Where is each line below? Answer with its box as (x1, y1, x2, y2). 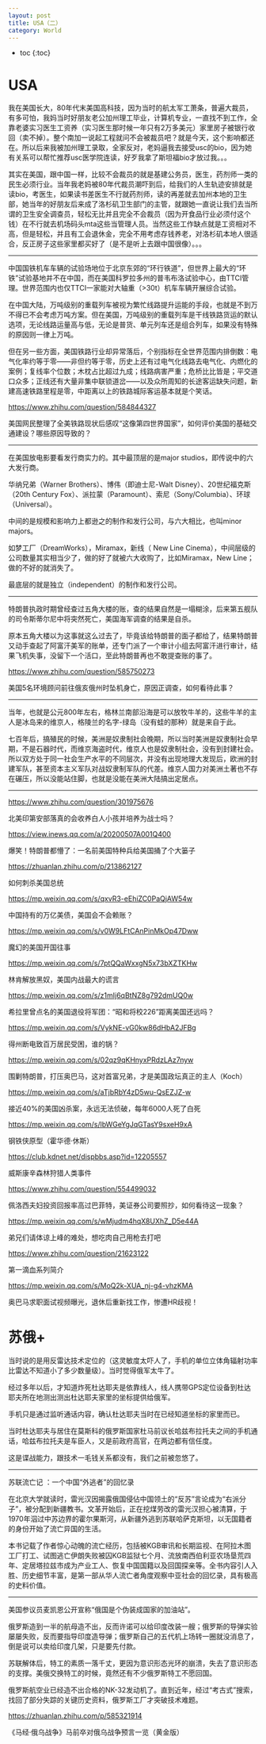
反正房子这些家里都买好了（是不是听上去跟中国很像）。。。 (21, 239, 206, 248)
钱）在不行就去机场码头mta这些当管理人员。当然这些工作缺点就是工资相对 (8, 219, 249, 229)
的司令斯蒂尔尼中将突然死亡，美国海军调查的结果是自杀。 (8, 614, 196, 624)
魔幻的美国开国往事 (8, 942, 71, 953)
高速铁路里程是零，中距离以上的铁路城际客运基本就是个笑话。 (14, 387, 216, 396)
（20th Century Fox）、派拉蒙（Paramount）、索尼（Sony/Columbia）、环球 (8, 490, 251, 499)
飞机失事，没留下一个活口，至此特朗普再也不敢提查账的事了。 (14, 651, 216, 660)
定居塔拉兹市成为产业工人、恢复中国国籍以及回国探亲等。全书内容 (21, 1561, 237, 1570)
